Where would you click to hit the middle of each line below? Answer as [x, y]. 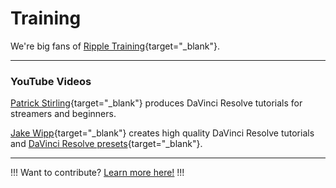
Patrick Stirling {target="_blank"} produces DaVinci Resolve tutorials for [156, 103]
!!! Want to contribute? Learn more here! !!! [97, 173]
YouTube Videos [51, 81]
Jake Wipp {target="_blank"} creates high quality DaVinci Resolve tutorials [162, 133]
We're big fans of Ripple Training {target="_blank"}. [115, 46]
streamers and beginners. [63, 114]
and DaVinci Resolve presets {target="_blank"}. [106, 144]
